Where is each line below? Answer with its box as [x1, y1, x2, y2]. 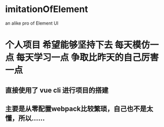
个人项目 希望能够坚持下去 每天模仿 [5, 39, 150, 51]
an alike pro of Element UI [5, 20, 59, 26]
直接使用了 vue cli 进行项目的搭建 [5, 86, 109, 94]
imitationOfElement [5, 4, 88, 15]
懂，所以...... [5, 114, 45, 122]
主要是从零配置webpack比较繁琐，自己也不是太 [5, 104, 153, 113]
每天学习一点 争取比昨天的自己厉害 [16, 52, 159, 63]
